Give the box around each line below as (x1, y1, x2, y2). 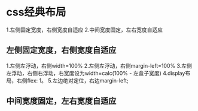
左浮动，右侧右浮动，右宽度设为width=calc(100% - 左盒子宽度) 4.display (6, 69, 185, 77)
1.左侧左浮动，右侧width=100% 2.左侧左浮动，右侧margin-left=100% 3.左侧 (6, 62, 193, 69)
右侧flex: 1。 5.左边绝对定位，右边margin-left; (16, 77, 129, 84)
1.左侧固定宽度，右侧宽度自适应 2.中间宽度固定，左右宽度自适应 (6, 26, 163, 33)
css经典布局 (6, 5, 66, 19)
